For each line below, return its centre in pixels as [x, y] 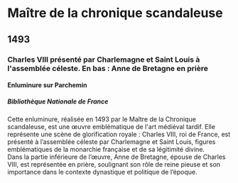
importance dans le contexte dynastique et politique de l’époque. [102, 172]
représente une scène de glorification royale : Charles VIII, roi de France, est [119, 134]
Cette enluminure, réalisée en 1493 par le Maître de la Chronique [102, 119]
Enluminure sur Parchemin [47, 85]
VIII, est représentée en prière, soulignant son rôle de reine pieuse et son [114, 165]
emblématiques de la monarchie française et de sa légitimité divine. [106, 150]
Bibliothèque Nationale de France [58, 101]
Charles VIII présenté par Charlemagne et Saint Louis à [104, 60]
